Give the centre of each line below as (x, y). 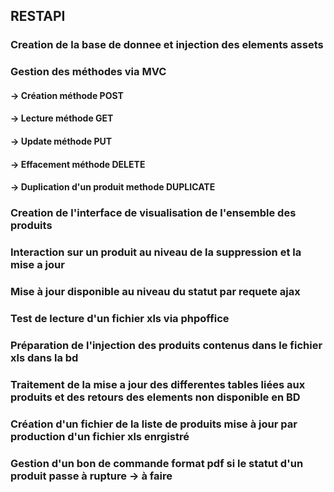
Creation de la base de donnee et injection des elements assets (167, 45)
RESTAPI (38, 16)
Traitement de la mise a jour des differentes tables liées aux (158, 384)
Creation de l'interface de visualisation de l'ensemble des (153, 213)
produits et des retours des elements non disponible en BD (155, 397)
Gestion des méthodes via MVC (88, 72)
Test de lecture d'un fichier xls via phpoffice (120, 318)
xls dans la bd (44, 357)
